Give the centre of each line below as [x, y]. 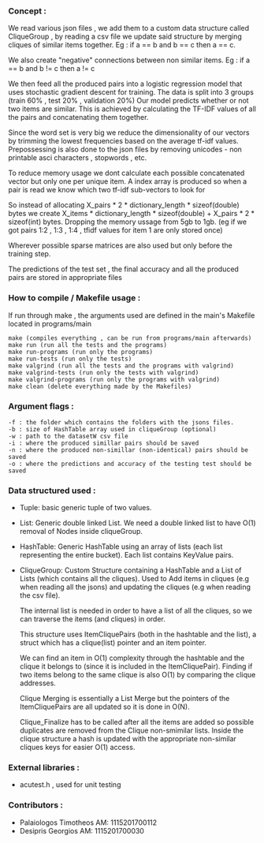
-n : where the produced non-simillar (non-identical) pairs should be [128, 450]
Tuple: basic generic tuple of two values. [86, 508]
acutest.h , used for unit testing [70, 785]
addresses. [38, 683]
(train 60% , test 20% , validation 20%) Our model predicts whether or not [129, 101]
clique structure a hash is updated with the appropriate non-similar [128, 739]
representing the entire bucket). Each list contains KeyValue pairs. [126, 555]
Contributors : [36, 805]
